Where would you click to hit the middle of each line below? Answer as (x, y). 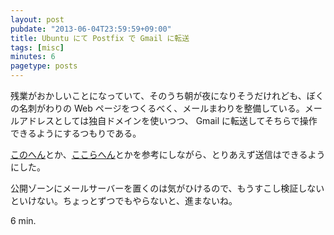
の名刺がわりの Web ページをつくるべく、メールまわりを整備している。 (157, 108)
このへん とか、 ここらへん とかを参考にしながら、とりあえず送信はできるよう (168, 154)
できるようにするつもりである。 (76, 133)
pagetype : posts (44, 66)
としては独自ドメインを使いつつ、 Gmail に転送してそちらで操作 (185, 120)
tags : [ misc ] (37, 47)
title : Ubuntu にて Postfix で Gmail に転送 (100, 38)
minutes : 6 (33, 57)
